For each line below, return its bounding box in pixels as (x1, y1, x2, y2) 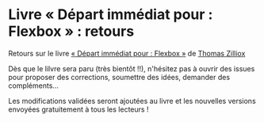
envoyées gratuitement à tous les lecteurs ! (8, 105, 149, 114)
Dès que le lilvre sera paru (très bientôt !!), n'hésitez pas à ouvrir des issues (8, 63, 255, 73)
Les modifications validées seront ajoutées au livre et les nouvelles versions (8, 96, 256, 105)
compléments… (8, 81, 59, 90)
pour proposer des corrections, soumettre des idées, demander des (8, 72, 231, 82)
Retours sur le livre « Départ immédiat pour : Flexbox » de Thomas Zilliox (8, 48, 246, 58)
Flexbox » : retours (8, 22, 135, 40)
